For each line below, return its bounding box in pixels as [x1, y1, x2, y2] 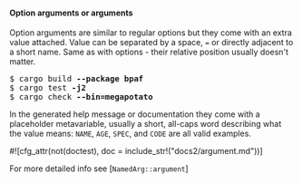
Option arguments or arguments [9, 7, 133, 18]
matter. [9, 56, 36, 67]
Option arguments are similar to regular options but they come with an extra [9, 27, 293, 38]
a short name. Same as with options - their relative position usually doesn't [9, 46, 288, 58]
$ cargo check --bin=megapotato [9, 91, 153, 102]
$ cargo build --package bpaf [9, 73, 144, 84]
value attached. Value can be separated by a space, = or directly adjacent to [9, 37, 294, 48]
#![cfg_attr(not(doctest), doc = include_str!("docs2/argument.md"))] [9, 146, 263, 157]
